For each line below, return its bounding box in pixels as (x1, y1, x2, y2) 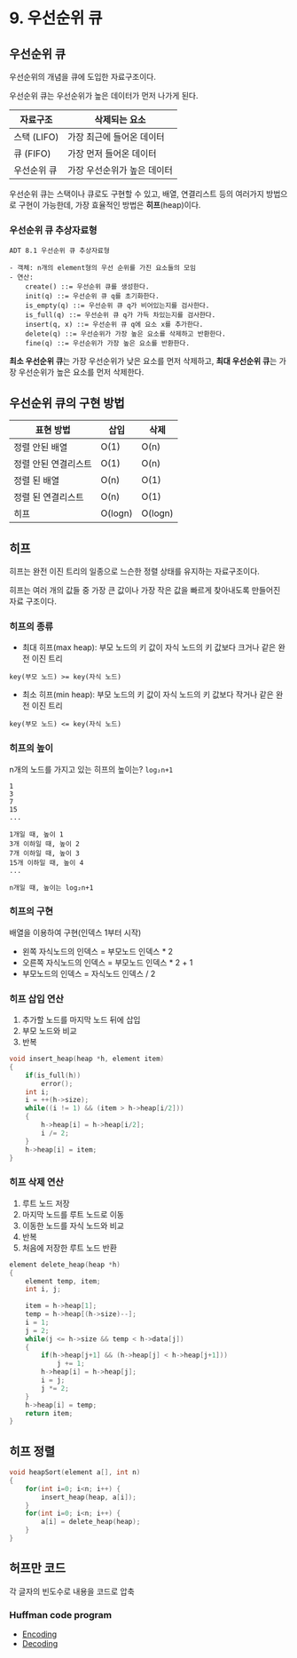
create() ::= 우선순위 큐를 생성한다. (25, 282, 150, 291)
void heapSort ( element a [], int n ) (9, 1468, 141, 1477)
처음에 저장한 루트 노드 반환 (21, 1242, 118, 1253)
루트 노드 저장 (21, 1198, 70, 1209)
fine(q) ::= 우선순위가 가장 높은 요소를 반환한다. (25, 339, 191, 348)
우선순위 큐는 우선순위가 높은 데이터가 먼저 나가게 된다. (9, 91, 199, 100)
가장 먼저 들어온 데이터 (67, 147, 157, 160)
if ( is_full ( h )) (25, 1071, 82, 1080)
